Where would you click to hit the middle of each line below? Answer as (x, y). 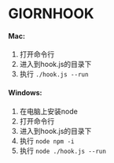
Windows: (25, 92)
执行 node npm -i (47, 141)
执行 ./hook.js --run (54, 74)
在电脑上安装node (49, 111)
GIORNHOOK (51, 14)
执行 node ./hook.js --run (63, 150)
